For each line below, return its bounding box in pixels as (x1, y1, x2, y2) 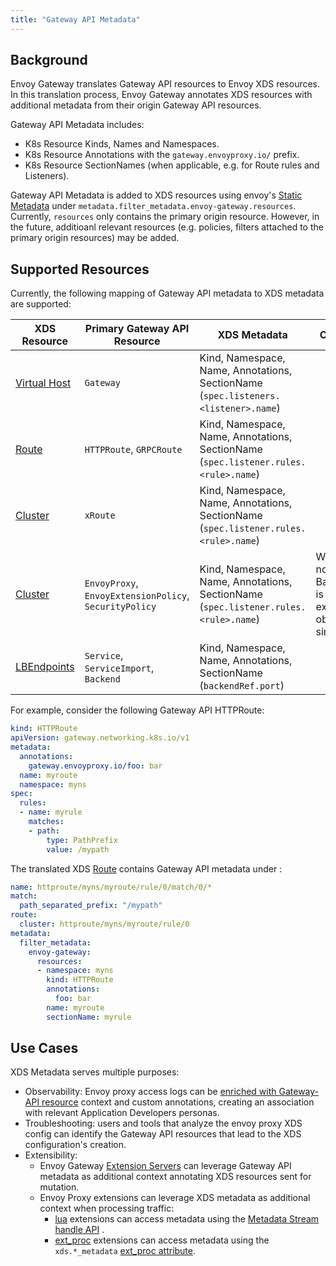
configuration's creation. (24, 1139, 127, 1151)
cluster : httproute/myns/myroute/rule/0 (19, 919, 190, 929)
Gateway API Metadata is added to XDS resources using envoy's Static (10, 189, 303, 201)
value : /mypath (46, 844, 110, 855)
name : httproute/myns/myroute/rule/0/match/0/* (10, 882, 213, 892)
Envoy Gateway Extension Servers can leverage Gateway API (39, 1160, 292, 1172)
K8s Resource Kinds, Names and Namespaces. (24, 138, 220, 150)
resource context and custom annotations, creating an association (41, 1096, 315, 1108)
